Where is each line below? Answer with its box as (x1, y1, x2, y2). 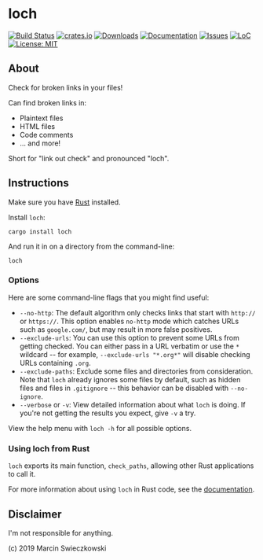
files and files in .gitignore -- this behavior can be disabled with (19, 383, 229, 392)
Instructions (8, 176, 69, 190)
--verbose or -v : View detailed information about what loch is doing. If (19, 400, 246, 409)
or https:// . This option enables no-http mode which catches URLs (19, 316, 239, 326)
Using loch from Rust (8, 443, 90, 454)
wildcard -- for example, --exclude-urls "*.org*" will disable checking (19, 349, 250, 359)
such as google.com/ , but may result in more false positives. (19, 324, 213, 334)
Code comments (19, 130, 74, 139)
